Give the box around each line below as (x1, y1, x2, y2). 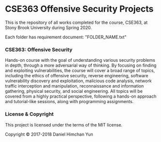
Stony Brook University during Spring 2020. (5, 24, 92, 30)
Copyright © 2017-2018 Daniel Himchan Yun (5, 131, 93, 137)
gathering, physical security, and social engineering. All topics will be (5, 89, 143, 94)
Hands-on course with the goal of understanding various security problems (5, 57, 156, 63)
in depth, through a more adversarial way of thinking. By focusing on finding (5, 62, 157, 69)
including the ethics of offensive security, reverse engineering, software (5, 73, 148, 79)
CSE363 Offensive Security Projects (5, 3, 154, 15)
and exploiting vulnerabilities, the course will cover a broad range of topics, (5, 68, 155, 73)
